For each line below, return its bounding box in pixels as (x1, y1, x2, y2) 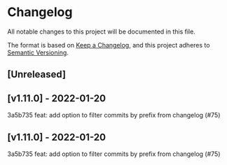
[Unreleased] (7, 69, 67, 80)
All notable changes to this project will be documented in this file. (7, 27, 196, 36)
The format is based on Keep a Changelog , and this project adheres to (7, 41, 210, 49)
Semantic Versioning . (7, 48, 69, 57)
